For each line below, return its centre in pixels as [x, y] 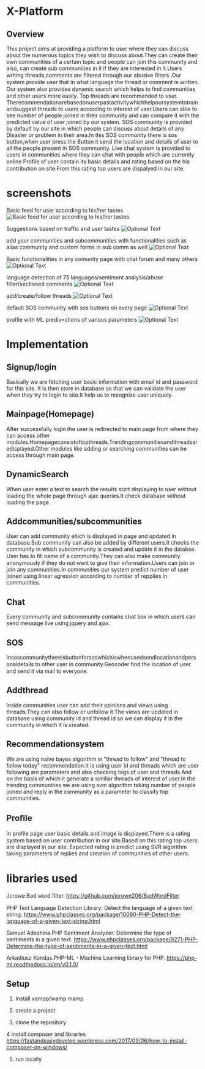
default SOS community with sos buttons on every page [77, 308]
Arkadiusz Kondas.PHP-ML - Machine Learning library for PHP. [86, 958]
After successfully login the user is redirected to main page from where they [102, 429]
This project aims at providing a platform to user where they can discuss [97, 49]
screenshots [39, 193]
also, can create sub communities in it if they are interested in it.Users [94, 68]
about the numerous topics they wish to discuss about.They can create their [102, 55]
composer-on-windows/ [37, 1048]
